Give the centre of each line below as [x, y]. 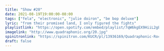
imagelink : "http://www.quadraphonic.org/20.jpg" [57, 32]
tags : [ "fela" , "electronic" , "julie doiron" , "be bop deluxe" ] [72, 18]
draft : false [18, 41]
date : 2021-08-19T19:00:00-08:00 [39, 14]
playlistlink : [20, 28]
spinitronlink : [20, 37]
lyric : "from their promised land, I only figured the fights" [71, 23]
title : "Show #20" [24, 9]
